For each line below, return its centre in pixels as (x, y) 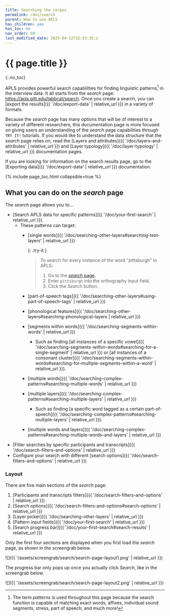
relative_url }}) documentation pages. (44, 152)
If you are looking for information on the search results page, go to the (78, 161)
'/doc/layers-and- (144, 141)
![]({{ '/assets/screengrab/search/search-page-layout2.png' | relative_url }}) (84, 583)
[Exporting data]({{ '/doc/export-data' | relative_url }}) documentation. (78, 167)
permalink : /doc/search (30, 15)
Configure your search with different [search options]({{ (71, 456)
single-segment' (52, 352)
